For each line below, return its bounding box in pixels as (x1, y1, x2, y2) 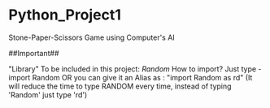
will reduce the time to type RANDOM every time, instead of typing (8, 81, 232, 91)
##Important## (8, 48, 59, 58)
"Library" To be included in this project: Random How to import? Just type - (8, 63, 262, 74)
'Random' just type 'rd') (8, 89, 88, 99)
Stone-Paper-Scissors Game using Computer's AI (8, 32, 175, 42)
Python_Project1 (8, 6, 122, 24)
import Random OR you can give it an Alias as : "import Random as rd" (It (8, 72, 253, 82)
